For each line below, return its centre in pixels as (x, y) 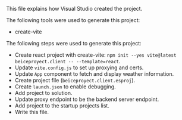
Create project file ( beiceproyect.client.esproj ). (75, 80)
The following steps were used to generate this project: (74, 43)
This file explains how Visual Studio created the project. (74, 9)
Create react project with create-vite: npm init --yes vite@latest (95, 55)
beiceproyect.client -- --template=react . (68, 61)
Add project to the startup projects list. (62, 106)
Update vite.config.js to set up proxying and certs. (79, 67)
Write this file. (32, 112)
